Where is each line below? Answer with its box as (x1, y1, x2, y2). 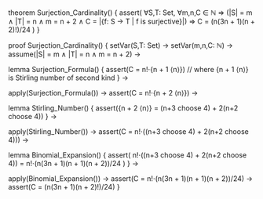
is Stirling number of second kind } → (8, 73, 129, 82)
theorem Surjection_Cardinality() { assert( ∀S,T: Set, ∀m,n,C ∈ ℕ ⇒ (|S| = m (8, 8, 253, 17)
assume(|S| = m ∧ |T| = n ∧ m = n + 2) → (8, 49, 141, 59)
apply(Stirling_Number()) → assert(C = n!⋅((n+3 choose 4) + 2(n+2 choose (8, 127, 249, 136)
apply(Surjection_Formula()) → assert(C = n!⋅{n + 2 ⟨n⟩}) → (8, 89, 199, 97)
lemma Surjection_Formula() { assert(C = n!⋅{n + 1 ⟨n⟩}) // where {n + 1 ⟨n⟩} (8, 65, 249, 74)
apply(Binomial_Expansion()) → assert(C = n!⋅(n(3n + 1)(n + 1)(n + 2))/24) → (8, 174, 254, 183)
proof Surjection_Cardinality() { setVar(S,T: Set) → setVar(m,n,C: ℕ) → (8, 41, 233, 50)
